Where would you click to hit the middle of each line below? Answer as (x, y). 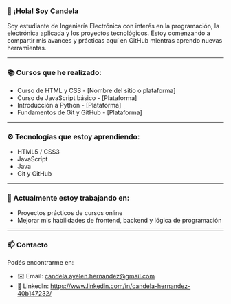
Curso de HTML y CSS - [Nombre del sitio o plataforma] (96, 90)
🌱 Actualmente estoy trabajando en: (68, 198)
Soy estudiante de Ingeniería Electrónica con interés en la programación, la (113, 26)
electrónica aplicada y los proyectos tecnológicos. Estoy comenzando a (109, 33)
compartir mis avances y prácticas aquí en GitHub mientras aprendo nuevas (115, 41)
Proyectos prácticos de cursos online (70, 213)
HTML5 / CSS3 (38, 152)
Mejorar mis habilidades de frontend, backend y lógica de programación (119, 221)
